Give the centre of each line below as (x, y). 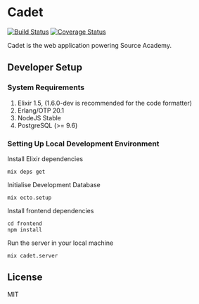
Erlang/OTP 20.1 (41, 110)
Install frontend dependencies (51, 210)
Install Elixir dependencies (45, 158)
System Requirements (46, 87)
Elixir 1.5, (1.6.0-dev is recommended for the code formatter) (104, 103)
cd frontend (25, 223)
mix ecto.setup (30, 198)
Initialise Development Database (54, 184)
